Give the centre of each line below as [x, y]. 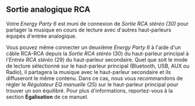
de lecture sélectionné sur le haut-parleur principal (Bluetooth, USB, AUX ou [98, 66]
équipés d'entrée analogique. [42, 36]
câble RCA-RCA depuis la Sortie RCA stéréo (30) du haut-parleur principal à [97, 53]
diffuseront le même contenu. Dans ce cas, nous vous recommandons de [95, 78]
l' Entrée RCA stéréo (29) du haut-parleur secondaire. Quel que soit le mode [97, 59]
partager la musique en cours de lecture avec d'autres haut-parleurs [89, 30]
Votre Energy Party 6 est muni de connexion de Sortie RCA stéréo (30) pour [97, 23]
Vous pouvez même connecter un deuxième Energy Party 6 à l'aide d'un [94, 47]
